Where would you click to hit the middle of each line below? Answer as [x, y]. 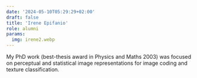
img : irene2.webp [33, 40]
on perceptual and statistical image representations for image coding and [97, 63]
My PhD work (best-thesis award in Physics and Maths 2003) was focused [99, 57]
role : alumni [23, 28]
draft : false [23, 17]
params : [16, 34]
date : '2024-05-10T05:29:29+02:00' [51, 12]
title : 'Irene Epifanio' [37, 23]
